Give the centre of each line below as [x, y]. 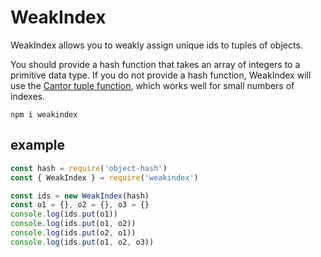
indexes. [27, 96]
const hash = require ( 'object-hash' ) [89, 168]
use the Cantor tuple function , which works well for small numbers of [152, 85]
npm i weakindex [44, 114]
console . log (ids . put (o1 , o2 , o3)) [82, 242]
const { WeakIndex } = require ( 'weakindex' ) [104, 177]
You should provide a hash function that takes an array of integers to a [155, 64]
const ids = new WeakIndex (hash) [80, 196]
